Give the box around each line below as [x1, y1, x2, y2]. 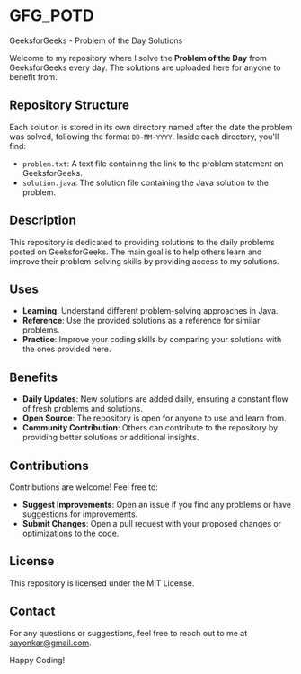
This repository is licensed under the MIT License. [9, 577, 195, 589]
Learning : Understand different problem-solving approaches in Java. [22, 306, 279, 316]
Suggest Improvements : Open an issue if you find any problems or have [22, 500, 292, 510]
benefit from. [9, 71, 58, 82]
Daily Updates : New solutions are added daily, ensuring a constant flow [22, 394, 289, 404]
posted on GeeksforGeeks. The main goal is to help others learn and [9, 246, 262, 257]
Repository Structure [9, 98, 130, 113]
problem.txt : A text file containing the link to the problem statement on [22, 158, 285, 169]
